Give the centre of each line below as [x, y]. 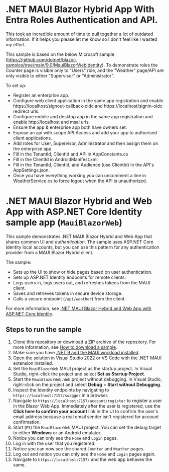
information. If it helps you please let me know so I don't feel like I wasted [81, 39]
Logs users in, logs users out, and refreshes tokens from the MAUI [81, 282]
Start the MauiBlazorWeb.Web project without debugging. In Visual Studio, [87, 379]
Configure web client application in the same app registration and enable [88, 100]
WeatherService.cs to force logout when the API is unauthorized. [80, 181]
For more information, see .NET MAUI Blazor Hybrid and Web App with [79, 308]
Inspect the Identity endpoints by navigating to [61, 390]
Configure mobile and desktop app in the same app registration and [83, 116]
